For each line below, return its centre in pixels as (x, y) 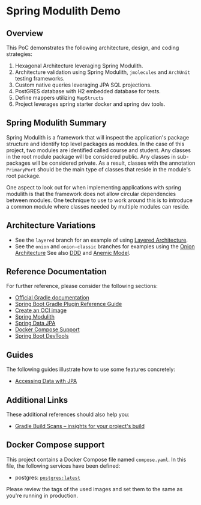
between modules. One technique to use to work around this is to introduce (100, 200)
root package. (23, 176)
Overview (25, 33)
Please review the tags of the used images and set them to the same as (94, 489)
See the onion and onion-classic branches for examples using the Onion (105, 246)
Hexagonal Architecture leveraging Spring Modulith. (79, 66)
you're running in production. (42, 495)
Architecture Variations (51, 226)
